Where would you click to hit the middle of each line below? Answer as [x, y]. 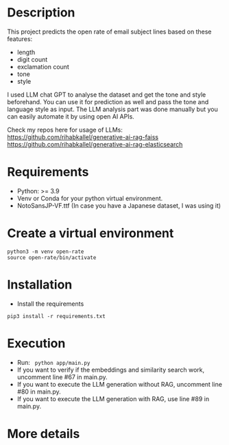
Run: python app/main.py [53, 362]
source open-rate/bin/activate [52, 257]
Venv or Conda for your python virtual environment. [90, 198]
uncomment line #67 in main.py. [62, 377]
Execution [36, 343]
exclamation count [43, 67]
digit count [32, 59]
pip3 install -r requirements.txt [57, 316]
